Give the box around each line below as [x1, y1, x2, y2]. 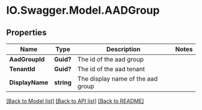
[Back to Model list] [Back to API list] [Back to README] [6, 97, 144, 105]
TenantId [9, 65, 35, 73]
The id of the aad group [77, 55, 144, 63]
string [54, 78, 72, 87]
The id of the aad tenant [77, 65, 145, 73]
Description [106, 45, 141, 53]
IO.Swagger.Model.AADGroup [6, 4, 160, 17]
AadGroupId [9, 55, 45, 63]
